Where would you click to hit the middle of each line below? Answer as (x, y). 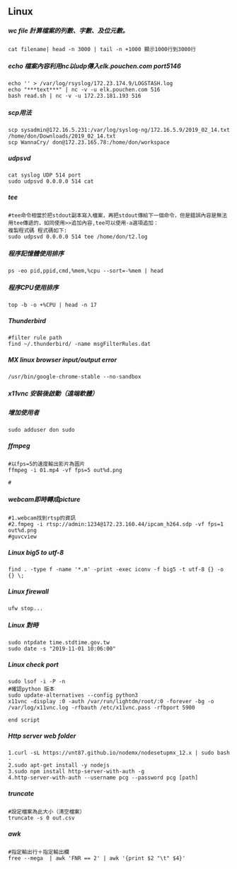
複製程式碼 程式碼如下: (38, 231)
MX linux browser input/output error (63, 359)
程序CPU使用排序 (33, 287)
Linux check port (34, 664)
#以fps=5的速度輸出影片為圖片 (47, 464)
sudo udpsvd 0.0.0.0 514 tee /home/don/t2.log (78, 237)
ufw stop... (25, 609)
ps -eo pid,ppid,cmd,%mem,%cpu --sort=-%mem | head (86, 271)
